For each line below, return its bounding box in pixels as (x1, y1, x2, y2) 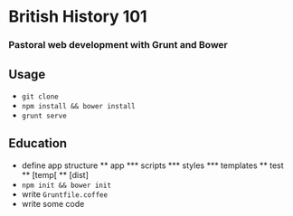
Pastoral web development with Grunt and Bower (8, 39, 228, 52)
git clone (21, 92, 60, 101)
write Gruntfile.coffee (21, 188, 109, 200)
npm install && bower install (21, 101, 137, 110)
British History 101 (8, 6, 147, 27)
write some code (21, 198, 85, 209)
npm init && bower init (21, 181, 112, 190)
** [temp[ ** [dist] (21, 169, 90, 180)
